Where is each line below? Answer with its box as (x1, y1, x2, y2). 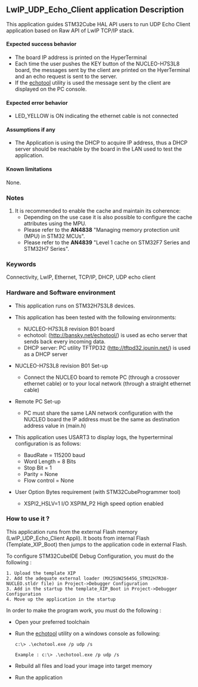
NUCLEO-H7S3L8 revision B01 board (23, 325, 115, 332)
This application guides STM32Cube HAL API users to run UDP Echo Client (6, 20, 191, 27)
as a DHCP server (23, 350, 68, 358)
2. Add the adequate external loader (6, 575, 100, 582)
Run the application (14, 673, 63, 681)
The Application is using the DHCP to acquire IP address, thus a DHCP (14, 139, 188, 147)
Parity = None (23, 470, 58, 477)
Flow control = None (23, 477, 75, 484)
